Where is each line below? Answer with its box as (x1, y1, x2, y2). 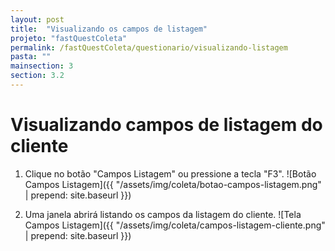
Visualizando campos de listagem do (10, 114, 323, 136)
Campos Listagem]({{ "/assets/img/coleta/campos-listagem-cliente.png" (24, 219, 326, 231)
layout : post (10, 14, 65, 25)
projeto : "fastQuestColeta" (10, 33, 128, 43)
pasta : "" (10, 52, 52, 62)
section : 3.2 (10, 71, 65, 81)
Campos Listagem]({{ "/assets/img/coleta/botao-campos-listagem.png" (24, 178, 322, 190)
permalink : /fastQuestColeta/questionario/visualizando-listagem (10, 42, 288, 53)
